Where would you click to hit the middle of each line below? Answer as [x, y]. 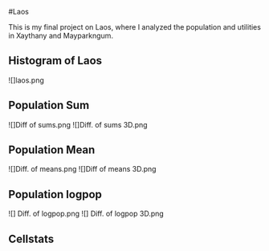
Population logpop [55, 194]
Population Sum [49, 105]
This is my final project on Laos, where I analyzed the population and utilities [134, 27]
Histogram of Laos [55, 61]
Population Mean [52, 150]
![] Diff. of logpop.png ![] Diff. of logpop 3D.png [86, 214]
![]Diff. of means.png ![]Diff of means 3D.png [82, 169]
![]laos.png [26, 80]
